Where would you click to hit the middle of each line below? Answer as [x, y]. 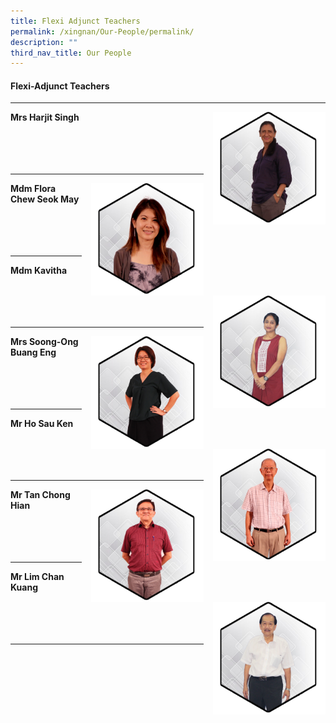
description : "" [44, 42]
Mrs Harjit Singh [45, 117]
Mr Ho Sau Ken [42, 424]
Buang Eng [33, 352]
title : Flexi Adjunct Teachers [75, 21]
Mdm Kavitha [39, 271]
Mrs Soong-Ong [44, 342]
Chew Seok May [45, 199]
